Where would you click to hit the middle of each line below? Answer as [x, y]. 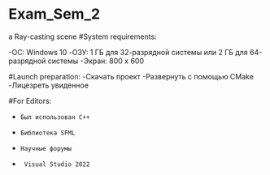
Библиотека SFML [48, 133]
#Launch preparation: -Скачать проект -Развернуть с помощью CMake [131, 76]
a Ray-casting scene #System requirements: [83, 36]
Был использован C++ [55, 117]
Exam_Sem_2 [54, 14]
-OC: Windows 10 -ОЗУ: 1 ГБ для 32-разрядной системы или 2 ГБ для [128, 52]
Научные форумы [46, 148]
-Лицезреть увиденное [49, 85]
